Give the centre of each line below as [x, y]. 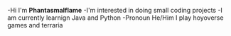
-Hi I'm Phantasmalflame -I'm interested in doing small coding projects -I [115, 10]
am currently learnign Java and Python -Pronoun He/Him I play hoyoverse [116, 18]
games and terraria [35, 25]
